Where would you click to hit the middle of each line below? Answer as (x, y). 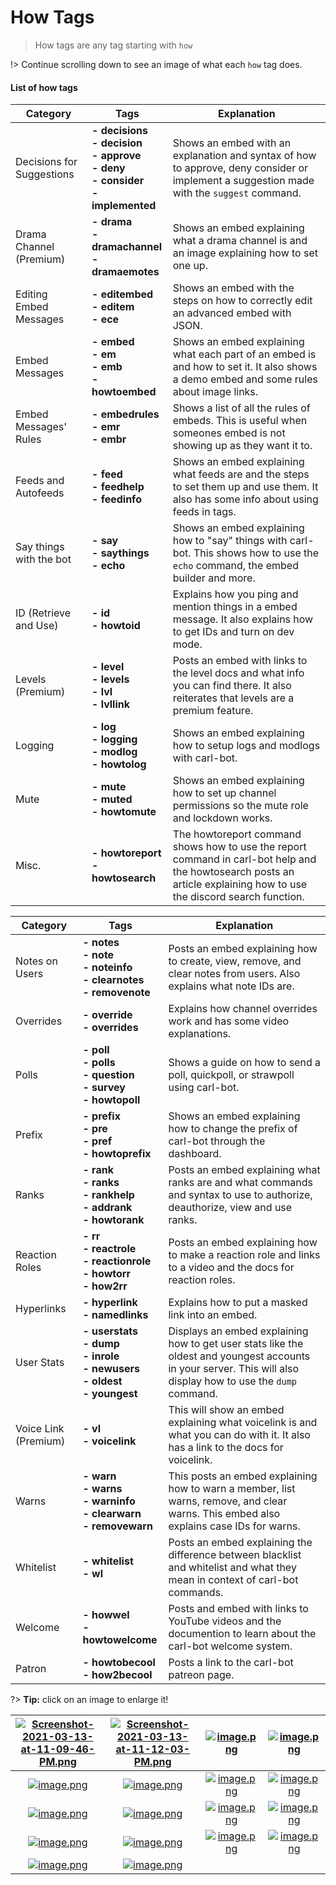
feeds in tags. (204, 512)
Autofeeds (40, 493)
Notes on (36, 961)
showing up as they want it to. (242, 446)
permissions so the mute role (240, 806)
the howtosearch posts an (233, 872)
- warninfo (109, 1501)
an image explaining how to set (245, 253)
